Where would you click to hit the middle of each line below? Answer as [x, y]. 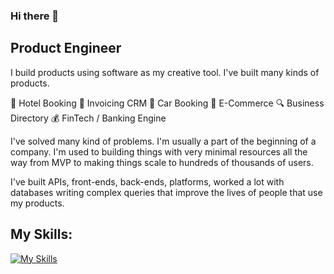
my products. [37, 203]
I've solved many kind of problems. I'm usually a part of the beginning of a [163, 141]
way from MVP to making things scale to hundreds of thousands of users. [162, 162]
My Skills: [41, 234]
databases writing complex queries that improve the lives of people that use [166, 192]
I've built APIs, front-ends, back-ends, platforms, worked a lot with [147, 181]
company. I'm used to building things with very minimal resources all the [159, 151]
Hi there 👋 [35, 16]
